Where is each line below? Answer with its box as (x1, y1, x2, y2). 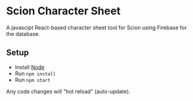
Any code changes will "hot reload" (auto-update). (6, 88, 130, 95)
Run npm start (14, 76, 51, 83)
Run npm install (14, 70, 56, 77)
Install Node (14, 63, 45, 71)
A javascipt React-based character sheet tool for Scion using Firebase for (6, 24, 187, 31)
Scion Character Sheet (6, 4, 121, 18)
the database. (6, 30, 41, 37)
